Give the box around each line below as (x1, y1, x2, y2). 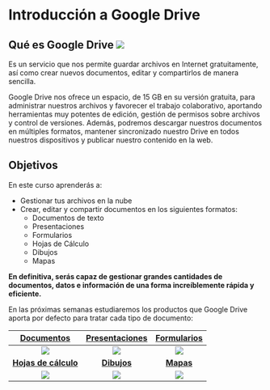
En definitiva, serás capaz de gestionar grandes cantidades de (8, 271, 223, 281)
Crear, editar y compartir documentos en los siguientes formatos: (19, 204, 238, 214)
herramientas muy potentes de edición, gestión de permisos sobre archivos (8, 109, 260, 119)
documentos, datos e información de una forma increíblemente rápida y (8, 280, 255, 290)
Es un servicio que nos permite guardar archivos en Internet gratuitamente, (8, 59, 259, 69)
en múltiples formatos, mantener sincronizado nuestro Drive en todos (8, 127, 240, 136)
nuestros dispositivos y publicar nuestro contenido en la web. (8, 135, 213, 145)
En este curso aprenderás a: (8, 180, 103, 189)
